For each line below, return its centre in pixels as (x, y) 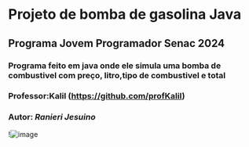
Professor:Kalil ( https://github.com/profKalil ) (97, 96)
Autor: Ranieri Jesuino (52, 117)
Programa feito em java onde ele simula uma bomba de (115, 66)
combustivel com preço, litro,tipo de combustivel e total (117, 75)
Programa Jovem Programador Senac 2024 (117, 43)
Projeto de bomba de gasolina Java (125, 14)
